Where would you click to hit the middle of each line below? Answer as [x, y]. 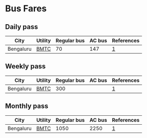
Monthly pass [27, 106]
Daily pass [22, 27]
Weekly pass [25, 66]
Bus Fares [26, 9]
